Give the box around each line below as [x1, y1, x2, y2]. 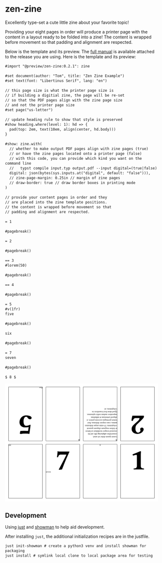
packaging [5, 548, 25, 553]
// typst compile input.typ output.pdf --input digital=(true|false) [9, 166, 158, 171]
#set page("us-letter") [5, 107, 53, 112]
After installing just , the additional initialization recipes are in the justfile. [5, 533, 150, 540]
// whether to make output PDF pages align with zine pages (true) [9, 146, 149, 151]
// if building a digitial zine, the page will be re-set [5, 93, 125, 98]
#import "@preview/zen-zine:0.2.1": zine [5, 64, 90, 68]
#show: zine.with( [5, 141, 42, 146]
